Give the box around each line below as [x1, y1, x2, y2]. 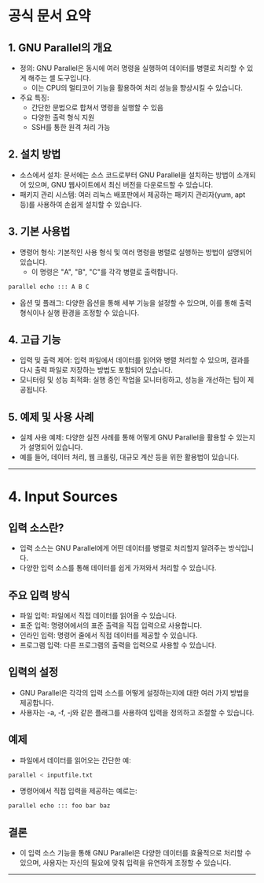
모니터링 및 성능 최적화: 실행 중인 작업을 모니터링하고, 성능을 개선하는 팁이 [19, 375, 246, 384]
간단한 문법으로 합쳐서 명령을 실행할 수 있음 [31, 103, 163, 112]
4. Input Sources [8, 488, 118, 506]
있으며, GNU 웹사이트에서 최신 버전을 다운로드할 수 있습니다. [27, 180, 214, 189]
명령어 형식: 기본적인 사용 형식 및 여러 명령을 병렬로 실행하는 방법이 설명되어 [19, 247, 253, 257]
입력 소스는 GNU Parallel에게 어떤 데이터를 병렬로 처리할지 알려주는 [19, 544, 227, 553]
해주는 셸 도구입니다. [27, 73, 92, 83]
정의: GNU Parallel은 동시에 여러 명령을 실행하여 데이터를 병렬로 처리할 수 [19, 64, 245, 72]
